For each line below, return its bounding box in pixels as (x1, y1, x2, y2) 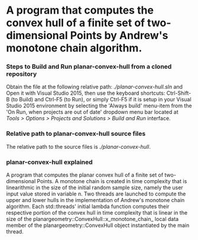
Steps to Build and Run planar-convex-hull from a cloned (6, 63, 172, 71)
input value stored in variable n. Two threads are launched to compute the (6, 190, 186, 197)
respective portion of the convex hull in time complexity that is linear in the (6, 209, 188, 216)
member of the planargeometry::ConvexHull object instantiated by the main (6, 222, 190, 229)
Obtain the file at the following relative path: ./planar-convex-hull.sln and (6, 84, 183, 91)
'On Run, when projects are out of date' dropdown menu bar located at (6, 108, 178, 116)
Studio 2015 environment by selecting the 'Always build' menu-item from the (6, 102, 192, 110)
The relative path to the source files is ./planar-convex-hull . (6, 143, 151, 150)
